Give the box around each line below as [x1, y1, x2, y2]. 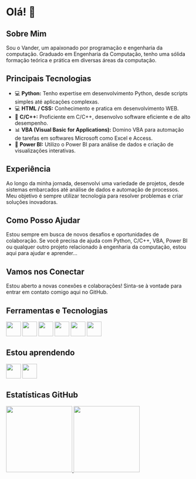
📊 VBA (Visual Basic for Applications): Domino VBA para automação [14, 126, 184, 133]
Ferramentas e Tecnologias [6, 306, 109, 316]
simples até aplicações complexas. [14, 98, 100, 105]
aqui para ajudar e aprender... [6, 250, 78, 257]
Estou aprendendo [6, 348, 75, 358]
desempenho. [14, 119, 49, 126]
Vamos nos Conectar [6, 267, 85, 277]
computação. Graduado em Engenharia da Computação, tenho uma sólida [6, 51, 186, 58]
